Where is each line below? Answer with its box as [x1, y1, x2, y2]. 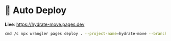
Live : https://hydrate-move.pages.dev [5, 21, 85, 27]
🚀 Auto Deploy [5, 5, 67, 16]
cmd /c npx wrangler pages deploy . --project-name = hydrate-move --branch [5, 31, 167, 36]
